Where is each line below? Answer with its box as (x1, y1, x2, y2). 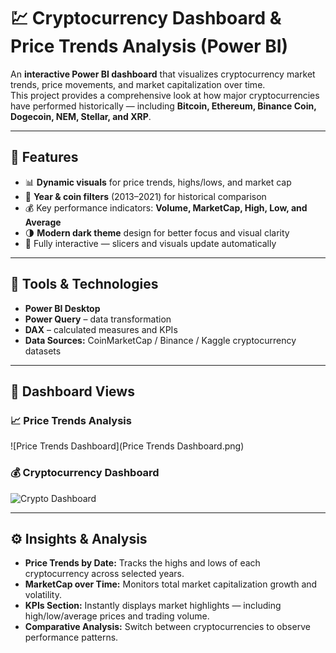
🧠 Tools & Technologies (10, 276, 159, 293)
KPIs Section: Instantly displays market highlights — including (24, 600, 282, 612)
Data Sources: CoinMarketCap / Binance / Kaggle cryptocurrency (24, 334, 297, 346)
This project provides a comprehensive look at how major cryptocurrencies (10, 89, 320, 101)
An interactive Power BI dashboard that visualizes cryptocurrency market (10, 68, 316, 80)
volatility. (24, 589, 62, 601)
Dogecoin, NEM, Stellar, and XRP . (10, 110, 152, 122)
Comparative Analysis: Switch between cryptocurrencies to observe (24, 621, 311, 633)
